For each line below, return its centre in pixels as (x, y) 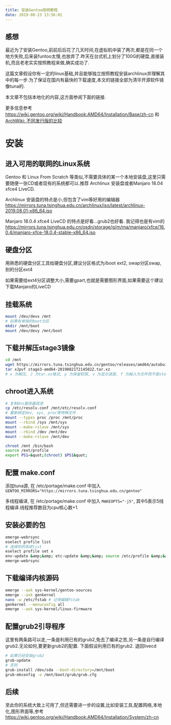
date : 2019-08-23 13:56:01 (34, 15)
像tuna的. (15, 86)
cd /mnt (13, 360)
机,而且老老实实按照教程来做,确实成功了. (48, 63)
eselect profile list (28, 542)
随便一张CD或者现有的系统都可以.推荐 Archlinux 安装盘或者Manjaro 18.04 (86, 183)
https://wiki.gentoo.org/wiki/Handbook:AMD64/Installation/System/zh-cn (82, 717)
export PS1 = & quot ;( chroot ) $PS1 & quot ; (46, 455)
